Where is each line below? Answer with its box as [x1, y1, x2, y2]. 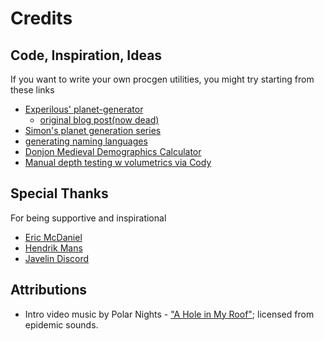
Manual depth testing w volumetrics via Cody [24, 157, 212, 168]
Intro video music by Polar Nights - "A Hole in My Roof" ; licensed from [24, 308, 315, 320]
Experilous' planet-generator [24, 103, 144, 115]
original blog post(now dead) [39, 114, 160, 126]
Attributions [10, 282, 88, 299]
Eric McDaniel [24, 231, 83, 243]
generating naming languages [24, 135, 148, 147]
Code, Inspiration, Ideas [10, 47, 163, 64]
